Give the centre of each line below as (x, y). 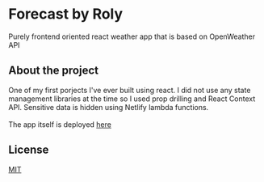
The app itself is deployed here (60, 124)
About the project (54, 71)
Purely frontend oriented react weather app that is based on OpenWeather (132, 36)
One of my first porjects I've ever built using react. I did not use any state (130, 90)
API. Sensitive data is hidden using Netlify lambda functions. (109, 107)
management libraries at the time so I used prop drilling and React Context (132, 99)
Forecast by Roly (66, 14)
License (29, 150)
